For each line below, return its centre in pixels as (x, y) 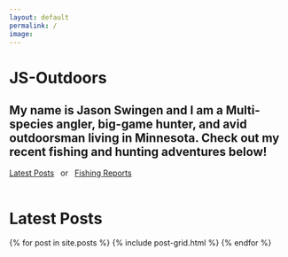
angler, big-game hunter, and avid (152, 124)
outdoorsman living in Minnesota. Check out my (144, 138)
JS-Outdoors (58, 78)
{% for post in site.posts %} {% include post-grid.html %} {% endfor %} (140, 243)
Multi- (243, 110)
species (31, 124)
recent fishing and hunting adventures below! (138, 152)
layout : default (39, 17)
